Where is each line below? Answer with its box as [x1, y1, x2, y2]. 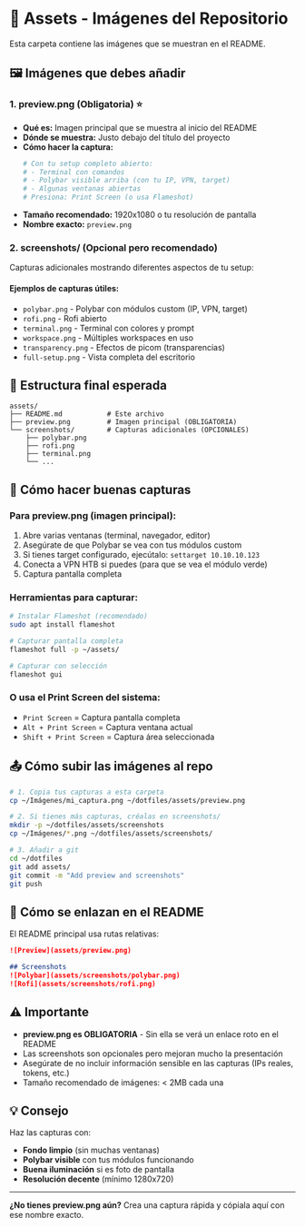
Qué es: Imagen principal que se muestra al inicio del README [22, 122, 258, 133]
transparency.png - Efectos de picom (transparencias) [22, 341, 225, 352]
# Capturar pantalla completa [9, 637, 124, 646]
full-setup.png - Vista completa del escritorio [22, 351, 195, 362]
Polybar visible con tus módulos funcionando [22, 1154, 194, 1165]
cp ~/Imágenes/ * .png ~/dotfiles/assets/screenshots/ [9, 829, 213, 838]
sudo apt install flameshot [9, 620, 116, 629]
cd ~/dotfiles [9, 854, 64, 863]
